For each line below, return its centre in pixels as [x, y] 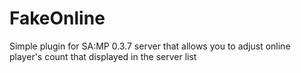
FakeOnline [57, 18]
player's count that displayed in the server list [103, 56]
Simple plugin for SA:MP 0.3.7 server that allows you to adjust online [150, 46]
